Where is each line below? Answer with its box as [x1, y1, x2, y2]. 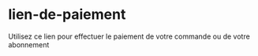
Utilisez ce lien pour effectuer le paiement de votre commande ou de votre [8, 32, 250, 41]
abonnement [8, 39, 50, 49]
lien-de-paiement [8, 6, 126, 24]
